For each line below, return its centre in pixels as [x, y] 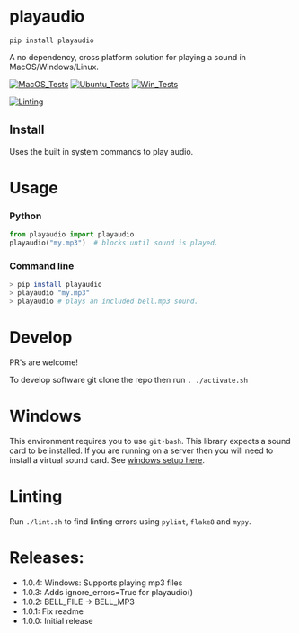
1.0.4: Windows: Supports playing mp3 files [102, 583]
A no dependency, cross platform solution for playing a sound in [128, 57]
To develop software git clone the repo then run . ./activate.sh [129, 379]
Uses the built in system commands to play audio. [101, 151]
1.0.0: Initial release [58, 620]
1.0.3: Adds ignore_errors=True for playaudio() [108, 592]
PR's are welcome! [44, 362]
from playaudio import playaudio [72, 235]
